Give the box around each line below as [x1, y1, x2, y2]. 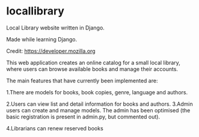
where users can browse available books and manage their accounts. [6, 65, 179, 73]
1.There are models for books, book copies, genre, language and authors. [6, 88, 188, 96]
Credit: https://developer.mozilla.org [6, 47, 96, 55]
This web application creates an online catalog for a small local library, [6, 59, 180, 66]
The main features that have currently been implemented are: [6, 77, 158, 84]
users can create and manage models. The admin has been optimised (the [6, 106, 191, 114]
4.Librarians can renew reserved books [6, 124, 103, 132]
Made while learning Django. [6, 35, 77, 43]
